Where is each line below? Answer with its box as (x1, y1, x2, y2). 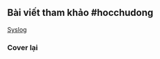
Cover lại (7, 42, 38, 52)
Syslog (7, 25, 27, 33)
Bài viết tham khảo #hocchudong (7, 7, 154, 19)
